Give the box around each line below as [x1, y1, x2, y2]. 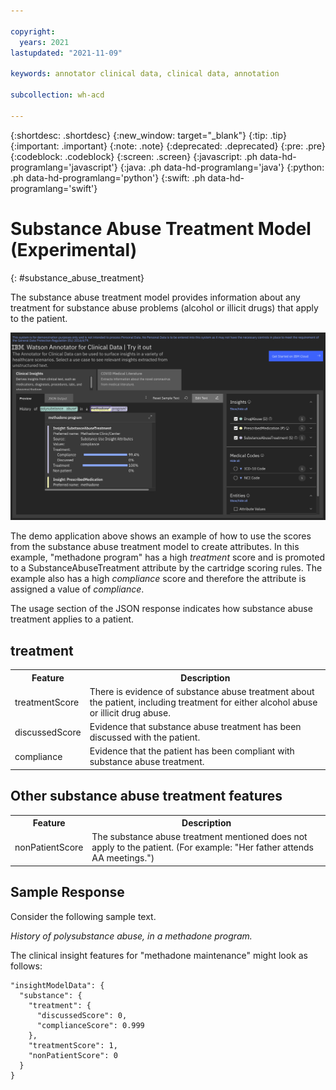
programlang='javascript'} [10, 161, 118, 173]
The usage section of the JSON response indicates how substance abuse [10, 603, 313, 615]
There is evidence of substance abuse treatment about [89, 685, 315, 697]
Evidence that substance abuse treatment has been [89, 721, 302, 733]
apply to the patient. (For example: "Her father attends [91, 841, 314, 854]
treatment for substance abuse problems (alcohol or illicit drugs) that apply [10, 301, 319, 314]
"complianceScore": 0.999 [36, 1020, 145, 1030]
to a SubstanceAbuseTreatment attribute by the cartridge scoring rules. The [10, 562, 323, 574]
